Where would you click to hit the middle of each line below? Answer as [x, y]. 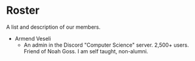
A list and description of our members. [53, 27]
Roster [23, 10]
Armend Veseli [33, 38]
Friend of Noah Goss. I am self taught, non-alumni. [86, 51]
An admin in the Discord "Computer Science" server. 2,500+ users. [106, 45]
